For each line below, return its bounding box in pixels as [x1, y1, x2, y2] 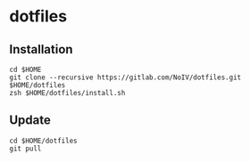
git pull [9, 144, 42, 153]
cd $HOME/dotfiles [9, 136, 78, 145]
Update [9, 113, 52, 128]
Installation [9, 42, 73, 57]
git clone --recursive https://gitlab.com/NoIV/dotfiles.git [9, 73, 242, 82]
